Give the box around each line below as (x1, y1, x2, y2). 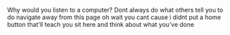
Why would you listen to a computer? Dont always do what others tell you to (7, 6, 223, 14)
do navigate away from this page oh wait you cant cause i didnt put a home (7, 13, 222, 21)
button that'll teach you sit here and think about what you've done (7, 21, 195, 28)
